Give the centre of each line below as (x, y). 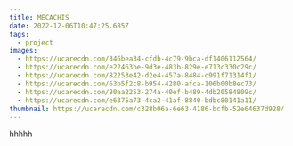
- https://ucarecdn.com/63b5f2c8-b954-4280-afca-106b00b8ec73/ (137, 84)
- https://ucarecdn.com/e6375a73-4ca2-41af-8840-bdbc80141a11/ (137, 100)
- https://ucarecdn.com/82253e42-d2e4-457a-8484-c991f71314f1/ (137, 76)
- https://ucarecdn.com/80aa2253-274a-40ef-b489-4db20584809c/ (137, 92)
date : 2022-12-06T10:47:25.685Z (69, 26)
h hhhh (21, 134)
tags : (19, 34)
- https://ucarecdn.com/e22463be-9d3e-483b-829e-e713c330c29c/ (137, 68)
